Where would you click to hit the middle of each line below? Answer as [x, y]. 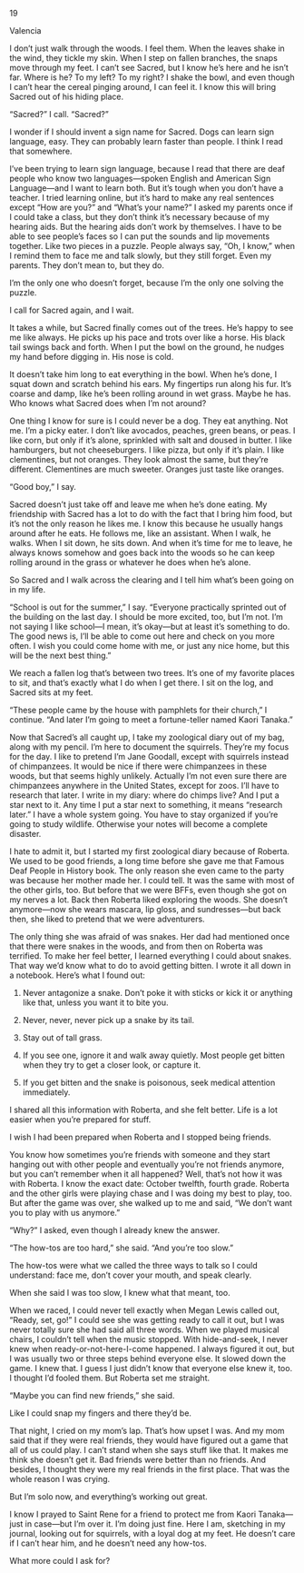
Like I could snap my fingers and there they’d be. [101, 1413]
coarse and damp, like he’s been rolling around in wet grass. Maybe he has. [150, 393]
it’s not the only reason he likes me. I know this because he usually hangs [147, 523]
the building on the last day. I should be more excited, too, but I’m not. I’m [147, 617]
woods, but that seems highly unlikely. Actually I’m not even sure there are [148, 776]
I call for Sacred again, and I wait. [72, 310]
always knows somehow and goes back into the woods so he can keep [142, 553]
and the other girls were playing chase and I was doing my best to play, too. [151, 1193]
